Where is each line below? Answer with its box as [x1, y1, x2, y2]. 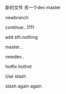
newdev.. [5, 54, 24, 60]
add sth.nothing [5, 34, 38, 40]
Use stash [5, 73, 26, 79]
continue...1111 [5, 24, 34, 30]
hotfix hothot [5, 64, 32, 69]
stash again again [5, 83, 42, 89]
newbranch [5, 15, 29, 20]
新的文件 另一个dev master [5, 5, 61, 10]
